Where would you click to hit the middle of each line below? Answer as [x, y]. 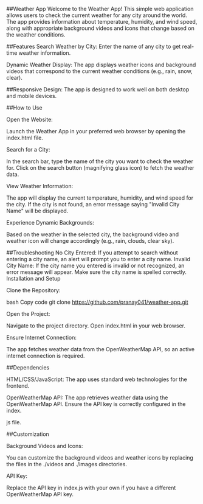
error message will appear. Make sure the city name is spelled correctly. [97, 272]
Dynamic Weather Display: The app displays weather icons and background [101, 65]
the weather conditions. [36, 35]
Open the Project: [28, 314]
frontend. [18, 386]
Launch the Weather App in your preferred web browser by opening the [96, 131]
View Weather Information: [40, 186]
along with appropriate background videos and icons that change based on [100, 28]
